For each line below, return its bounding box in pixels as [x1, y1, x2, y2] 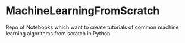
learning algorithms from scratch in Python [5, 29, 111, 37]
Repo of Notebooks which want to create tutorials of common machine [5, 24, 179, 31]
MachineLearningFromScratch [5, 4, 160, 18]
